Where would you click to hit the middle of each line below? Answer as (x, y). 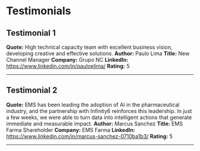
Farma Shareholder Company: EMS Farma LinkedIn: (71, 130)
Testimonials (39, 11)
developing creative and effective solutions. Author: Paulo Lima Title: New (98, 54)
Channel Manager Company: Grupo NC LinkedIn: (67, 60)
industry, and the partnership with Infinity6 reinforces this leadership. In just (99, 111)
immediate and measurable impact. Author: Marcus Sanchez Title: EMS (95, 124)
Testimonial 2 (32, 90)
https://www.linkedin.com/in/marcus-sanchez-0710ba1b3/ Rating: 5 (89, 136)
